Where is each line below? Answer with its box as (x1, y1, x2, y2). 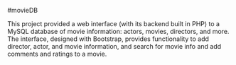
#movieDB (7, 6, 38, 14)
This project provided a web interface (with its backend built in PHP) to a (7, 20, 220, 28)
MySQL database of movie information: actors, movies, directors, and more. (7, 28, 230, 35)
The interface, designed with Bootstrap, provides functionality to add (7, 35, 210, 43)
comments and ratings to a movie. (7, 49, 107, 58)
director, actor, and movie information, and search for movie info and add (7, 42, 222, 50)
